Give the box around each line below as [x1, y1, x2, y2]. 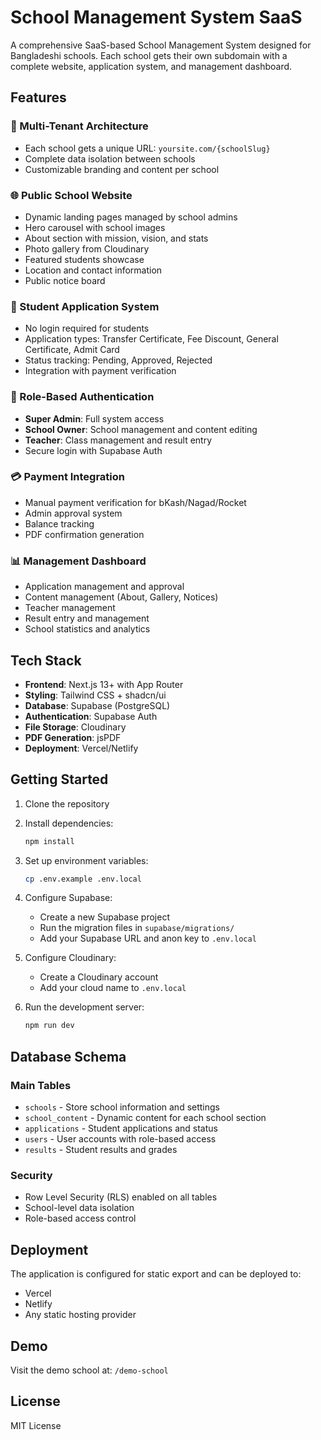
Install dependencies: [24, 817, 114, 829]
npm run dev [24, 1021, 75, 1031]
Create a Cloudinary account [39, 971, 159, 983]
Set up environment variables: [24, 854, 149, 866]
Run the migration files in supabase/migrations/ [39, 922, 235, 934]
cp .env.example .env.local [24, 874, 142, 884]
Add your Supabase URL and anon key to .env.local [39, 932, 257, 945]
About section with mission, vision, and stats [24, 232, 209, 244]
